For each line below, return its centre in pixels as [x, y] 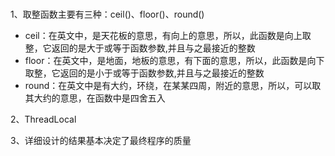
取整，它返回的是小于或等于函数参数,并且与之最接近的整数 [144, 73]
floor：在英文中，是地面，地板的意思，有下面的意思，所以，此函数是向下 [174, 61]
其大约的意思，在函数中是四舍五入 [95, 98]
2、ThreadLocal [43, 119]
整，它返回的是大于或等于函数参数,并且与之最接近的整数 [140, 48]
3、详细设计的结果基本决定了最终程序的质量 [101, 141]
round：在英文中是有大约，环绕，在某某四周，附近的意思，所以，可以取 [173, 86]
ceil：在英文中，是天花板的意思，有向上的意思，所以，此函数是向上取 [168, 36]
